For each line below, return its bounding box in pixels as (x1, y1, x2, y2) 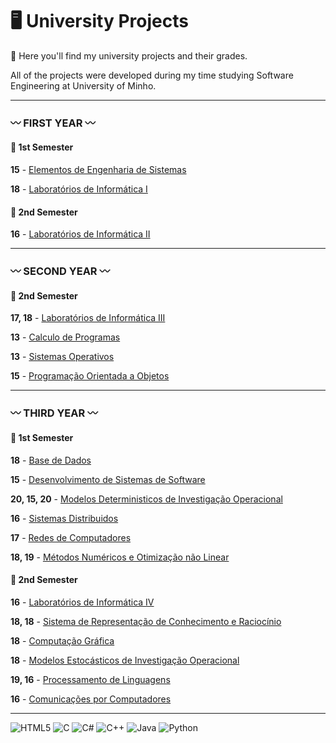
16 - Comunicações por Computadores (10, 693, 172, 705)
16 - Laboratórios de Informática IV (10, 596, 155, 608)
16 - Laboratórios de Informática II (10, 228, 151, 240)
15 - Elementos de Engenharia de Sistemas (10, 164, 187, 176)
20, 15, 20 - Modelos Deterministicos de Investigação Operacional (10, 493, 283, 505)
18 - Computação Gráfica (10, 634, 115, 647)
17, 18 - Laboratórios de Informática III (10, 312, 166, 324)
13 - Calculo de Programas (10, 331, 121, 343)
